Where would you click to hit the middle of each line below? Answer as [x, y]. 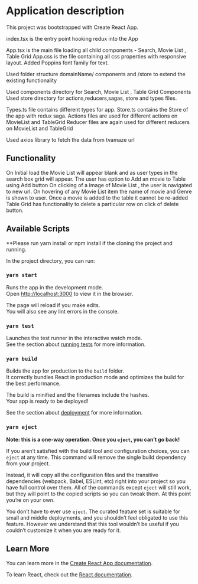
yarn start [22, 275]
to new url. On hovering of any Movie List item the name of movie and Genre [99, 191]
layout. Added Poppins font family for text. [58, 63]
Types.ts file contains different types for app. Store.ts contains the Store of [97, 109]
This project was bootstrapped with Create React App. [72, 27]
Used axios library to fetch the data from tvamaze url [70, 139]
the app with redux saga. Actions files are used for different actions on [92, 116]
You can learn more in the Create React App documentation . [79, 563]
